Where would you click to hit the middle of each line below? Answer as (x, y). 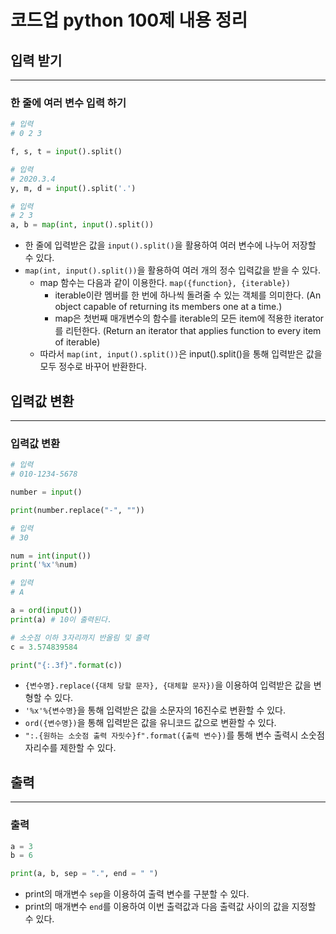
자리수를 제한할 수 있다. (70, 748)
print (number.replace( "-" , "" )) (77, 510)
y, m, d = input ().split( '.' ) (73, 188)
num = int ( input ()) (51, 556)
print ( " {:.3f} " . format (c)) (66, 665)
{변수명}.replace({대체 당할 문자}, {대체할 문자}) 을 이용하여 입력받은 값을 (168, 685)
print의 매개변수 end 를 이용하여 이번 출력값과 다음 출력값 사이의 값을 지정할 (170, 907)
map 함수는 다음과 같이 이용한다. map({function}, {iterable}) (165, 283)
